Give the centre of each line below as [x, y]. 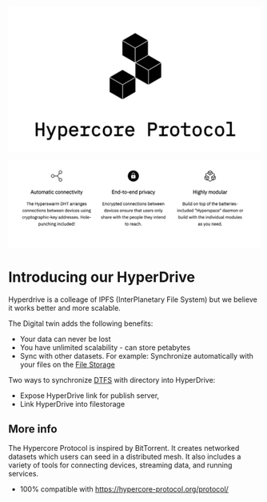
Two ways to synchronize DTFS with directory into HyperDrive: [112, 380]
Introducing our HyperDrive [102, 277]
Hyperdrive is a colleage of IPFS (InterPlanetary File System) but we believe [133, 299]
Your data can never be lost [65, 339]
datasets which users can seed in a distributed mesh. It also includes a [125, 457]
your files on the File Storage [68, 364]
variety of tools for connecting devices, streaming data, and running [120, 465]
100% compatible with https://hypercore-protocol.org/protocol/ [124, 489]
